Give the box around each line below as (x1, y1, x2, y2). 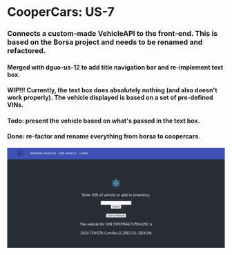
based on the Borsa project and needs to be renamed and (7, 37, 203, 47)
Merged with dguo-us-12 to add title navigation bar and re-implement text (7, 63, 224, 71)
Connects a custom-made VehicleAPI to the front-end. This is (7, 29, 218, 39)
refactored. (7, 46, 46, 56)
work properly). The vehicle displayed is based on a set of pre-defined (7, 94, 213, 102)
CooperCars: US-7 (7, 4, 115, 20)
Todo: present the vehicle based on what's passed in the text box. (7, 116, 200, 125)
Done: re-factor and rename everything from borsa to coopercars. (7, 132, 201, 141)
